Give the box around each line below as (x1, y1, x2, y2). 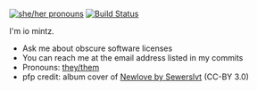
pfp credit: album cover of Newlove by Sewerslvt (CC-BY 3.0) (21, 71, 250, 82)
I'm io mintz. (9, 26, 55, 36)
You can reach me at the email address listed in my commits (21, 53, 244, 62)
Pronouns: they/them (21, 62, 100, 72)
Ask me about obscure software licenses (21, 43, 173, 54)
